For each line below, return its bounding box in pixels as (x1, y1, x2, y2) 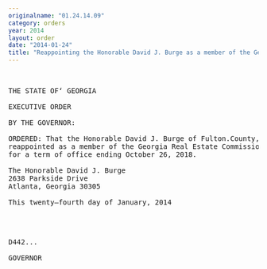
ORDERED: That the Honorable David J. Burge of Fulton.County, (8, 134, 260, 143)
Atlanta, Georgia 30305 (8, 182, 101, 191)
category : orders (8, 19, 66, 27)
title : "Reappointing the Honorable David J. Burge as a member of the (8, 49, 250, 57)
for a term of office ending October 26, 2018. (8, 150, 197, 159)
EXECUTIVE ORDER (8, 103, 72, 111)
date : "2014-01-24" (8, 41, 73, 49)
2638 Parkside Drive (8, 174, 89, 183)
